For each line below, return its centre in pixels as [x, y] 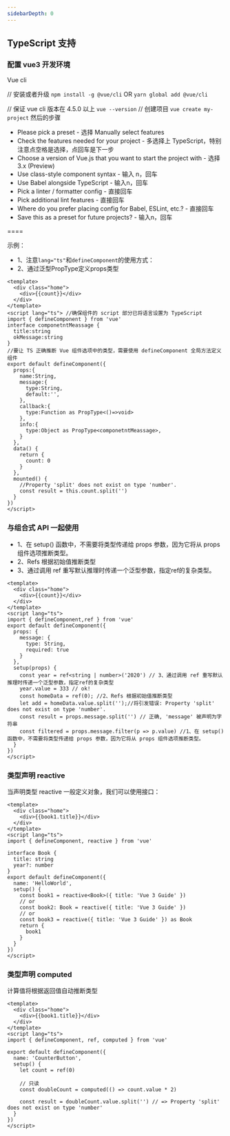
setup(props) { [35, 668]
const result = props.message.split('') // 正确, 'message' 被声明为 [118, 716]
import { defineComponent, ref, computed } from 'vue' [87, 1040]
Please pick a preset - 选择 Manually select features [91, 133]
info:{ [29, 425]
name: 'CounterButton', [47, 1058]
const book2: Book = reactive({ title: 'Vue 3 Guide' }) [103, 907]
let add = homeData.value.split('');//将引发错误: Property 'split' [117, 703]
